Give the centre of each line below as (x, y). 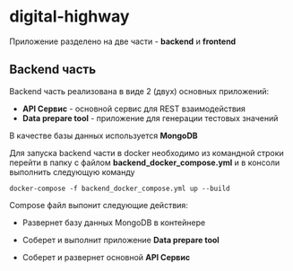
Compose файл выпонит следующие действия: (99, 205)
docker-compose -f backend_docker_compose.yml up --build (120, 188)
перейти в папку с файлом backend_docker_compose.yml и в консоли (145, 162)
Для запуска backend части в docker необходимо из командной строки (146, 153)
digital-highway (69, 17)
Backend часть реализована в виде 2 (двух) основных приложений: (139, 91)
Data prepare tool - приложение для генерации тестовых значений (150, 118)
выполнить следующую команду (72, 171)
